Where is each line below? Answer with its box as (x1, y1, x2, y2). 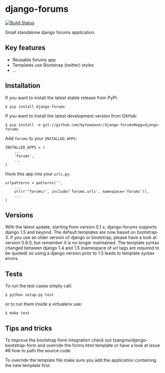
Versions (5, 211, 34, 219)
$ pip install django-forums (5, 104, 65, 109)
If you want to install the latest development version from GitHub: (5, 112, 137, 119)
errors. (5, 256, 19, 261)
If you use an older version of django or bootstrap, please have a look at (10, 234, 157, 240)
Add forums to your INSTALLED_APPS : (5, 135, 78, 141)
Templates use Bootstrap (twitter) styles (12, 62, 94, 68)
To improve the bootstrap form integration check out (5, 337, 112, 343)
